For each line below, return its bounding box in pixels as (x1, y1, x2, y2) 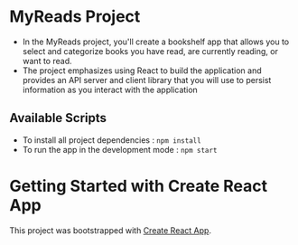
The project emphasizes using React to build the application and (22, 65, 262, 76)
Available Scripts (9, 110, 107, 126)
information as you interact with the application (22, 84, 199, 95)
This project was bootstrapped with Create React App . (9, 224, 212, 236)
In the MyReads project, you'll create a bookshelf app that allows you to (22, 36, 290, 47)
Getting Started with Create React (9, 175, 268, 196)
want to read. (22, 55, 72, 66)
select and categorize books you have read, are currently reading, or (22, 45, 278, 56)
